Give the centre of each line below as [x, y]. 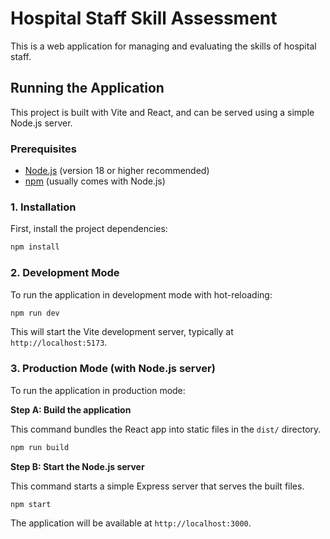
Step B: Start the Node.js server [77, 466]
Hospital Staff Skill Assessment [144, 18]
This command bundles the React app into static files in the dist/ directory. [166, 429]
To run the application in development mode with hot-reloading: [141, 294]
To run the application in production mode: [98, 390]
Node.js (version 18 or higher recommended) [117, 171]
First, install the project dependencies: [89, 229]
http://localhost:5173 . [59, 343]
